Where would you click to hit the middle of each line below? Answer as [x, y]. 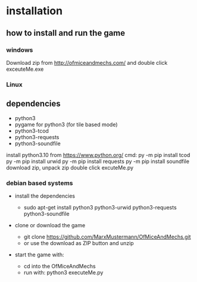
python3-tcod [32, 131]
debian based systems [40, 183]
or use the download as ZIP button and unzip [79, 243]
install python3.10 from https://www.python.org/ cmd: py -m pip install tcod [98, 155]
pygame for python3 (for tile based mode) [66, 124]
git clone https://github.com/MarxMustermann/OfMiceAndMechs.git [107, 237]
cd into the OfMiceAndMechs [60, 266]
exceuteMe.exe [25, 69]
